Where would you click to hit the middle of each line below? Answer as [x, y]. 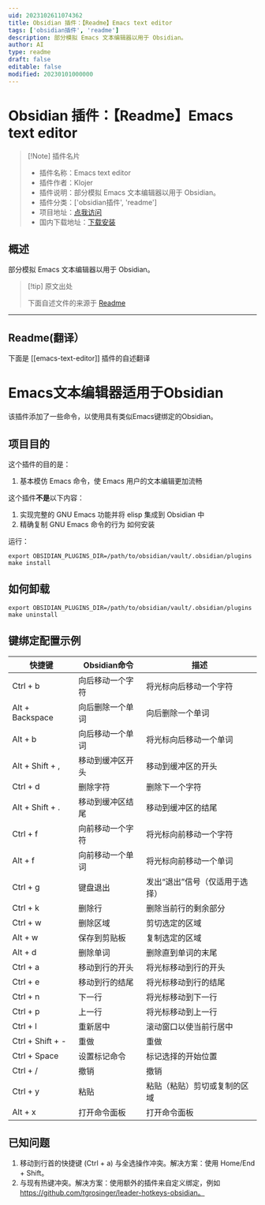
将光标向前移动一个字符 [189, 834]
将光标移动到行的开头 [185, 967]
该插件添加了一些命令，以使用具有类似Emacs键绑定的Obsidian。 [113, 417]
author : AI [26, 45]
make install [30, 563]
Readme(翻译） [47, 337]
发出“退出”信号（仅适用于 [193, 881]
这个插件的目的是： [39, 464]
